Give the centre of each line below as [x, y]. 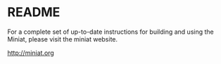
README [34, 12]
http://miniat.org [31, 53]
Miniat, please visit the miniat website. [63, 39]
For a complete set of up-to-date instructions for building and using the [110, 32]
